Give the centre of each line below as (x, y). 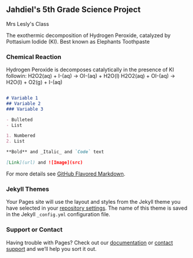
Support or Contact (35, 230)
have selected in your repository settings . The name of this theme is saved (97, 208)
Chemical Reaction (34, 57)
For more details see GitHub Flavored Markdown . (66, 174)
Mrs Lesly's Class (27, 24)
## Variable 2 (24, 103)
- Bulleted (19, 120)
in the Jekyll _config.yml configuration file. (58, 214)
